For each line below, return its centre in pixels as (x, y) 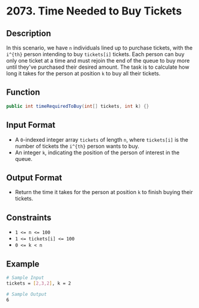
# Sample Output (26, 294)
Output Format (34, 178)
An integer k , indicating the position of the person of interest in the (97, 152)
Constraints (29, 217)
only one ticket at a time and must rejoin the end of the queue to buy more (98, 61)
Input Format (31, 125)
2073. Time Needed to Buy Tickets (94, 11)
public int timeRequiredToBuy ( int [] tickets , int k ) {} (78, 106)
